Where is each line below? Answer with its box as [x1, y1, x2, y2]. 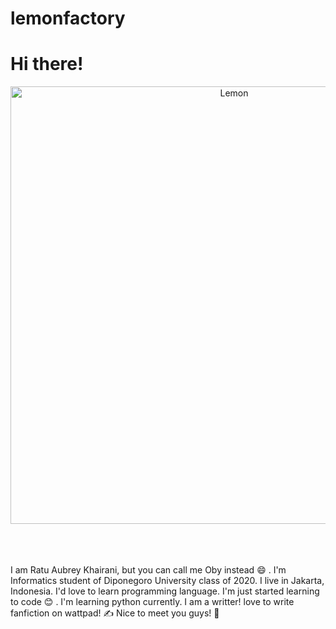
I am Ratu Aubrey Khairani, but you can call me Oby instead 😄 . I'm [10, 564, 287, 576]
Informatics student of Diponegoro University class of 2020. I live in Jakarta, [10, 575, 325, 587]
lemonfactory [10, 7, 126, 30]
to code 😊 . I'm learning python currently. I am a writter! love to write [10, 596, 295, 608]
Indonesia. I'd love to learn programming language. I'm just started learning [10, 585, 320, 597]
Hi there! [10, 53, 84, 76]
